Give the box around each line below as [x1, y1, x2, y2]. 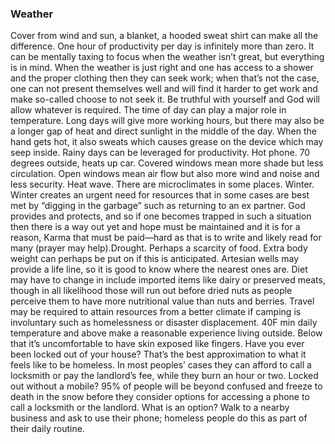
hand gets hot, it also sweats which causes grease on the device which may [10, 136, 324, 148]
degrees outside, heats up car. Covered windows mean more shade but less [10, 157, 324, 169]
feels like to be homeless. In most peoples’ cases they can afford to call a [10, 359, 312, 371]
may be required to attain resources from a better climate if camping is [10, 306, 302, 318]
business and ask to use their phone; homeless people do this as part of [10, 412, 308, 424]
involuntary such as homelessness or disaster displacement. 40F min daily [10, 317, 318, 329]
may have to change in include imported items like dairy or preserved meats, [10, 274, 326, 286]
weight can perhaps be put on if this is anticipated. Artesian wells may [10, 253, 300, 265]
